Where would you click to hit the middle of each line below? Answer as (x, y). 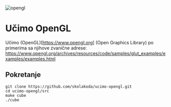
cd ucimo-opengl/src (27, 91)
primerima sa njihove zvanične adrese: (46, 48)
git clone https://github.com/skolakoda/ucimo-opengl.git (69, 87)
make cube (16, 95)
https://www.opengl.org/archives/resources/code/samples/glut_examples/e (85, 53)
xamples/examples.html (31, 59)
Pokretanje (23, 75)
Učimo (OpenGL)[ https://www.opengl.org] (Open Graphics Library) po (80, 42)
